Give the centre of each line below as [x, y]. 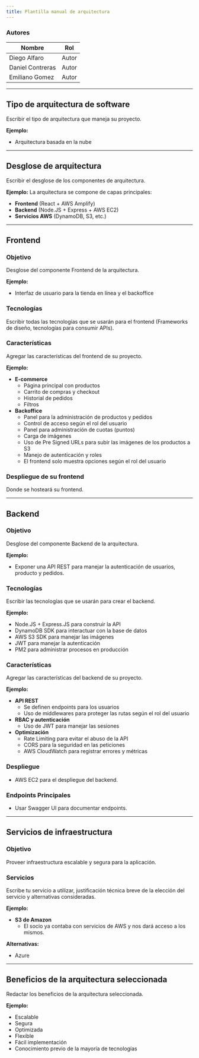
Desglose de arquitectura [54, 166]
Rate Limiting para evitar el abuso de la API [76, 739]
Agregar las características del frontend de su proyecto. [74, 356]
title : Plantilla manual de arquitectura [58, 12]
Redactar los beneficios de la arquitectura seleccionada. [75, 994]
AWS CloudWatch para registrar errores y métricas [86, 751]
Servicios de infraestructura [59, 832]
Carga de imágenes [47, 436]
